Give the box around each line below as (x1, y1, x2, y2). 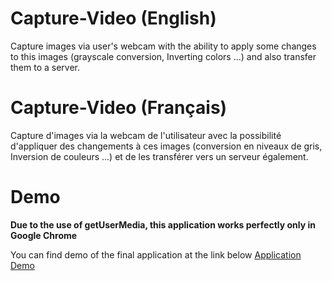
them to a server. (10, 61, 81, 73)
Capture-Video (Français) (10, 97, 228, 119)
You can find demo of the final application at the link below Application (10, 248, 302, 261)
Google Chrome (10, 229, 78, 241)
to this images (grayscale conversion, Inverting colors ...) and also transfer (10, 50, 317, 62)
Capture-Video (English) (10, 7, 217, 30)
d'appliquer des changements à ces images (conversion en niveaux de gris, (10, 140, 323, 152)
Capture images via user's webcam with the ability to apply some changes (10, 40, 317, 52)
